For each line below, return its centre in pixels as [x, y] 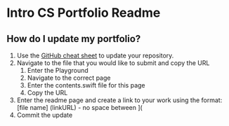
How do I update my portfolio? [74, 39]
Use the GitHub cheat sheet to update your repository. [95, 55]
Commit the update [45, 115]
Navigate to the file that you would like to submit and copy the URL [113, 63]
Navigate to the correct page [69, 78]
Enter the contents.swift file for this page [86, 85]
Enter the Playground [58, 70]
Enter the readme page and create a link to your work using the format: [119, 100]
